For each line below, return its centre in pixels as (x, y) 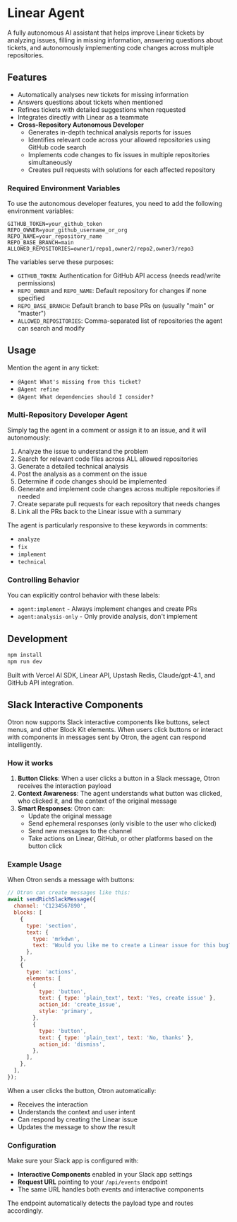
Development (38, 639)
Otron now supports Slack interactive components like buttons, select (109, 722)
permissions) (37, 283)
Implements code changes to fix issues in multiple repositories (119, 154)
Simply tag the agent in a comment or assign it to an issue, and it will (107, 430)
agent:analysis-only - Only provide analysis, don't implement (107, 617)
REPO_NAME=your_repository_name (55, 236)
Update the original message (70, 816)
